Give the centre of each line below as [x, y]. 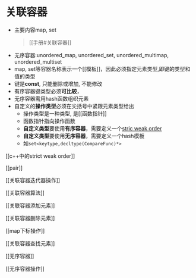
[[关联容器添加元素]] [30, 205]
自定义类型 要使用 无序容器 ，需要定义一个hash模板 [84, 136]
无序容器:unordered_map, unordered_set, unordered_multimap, [91, 55]
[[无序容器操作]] [25, 268]
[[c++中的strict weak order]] [40, 156]
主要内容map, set [35, 30]
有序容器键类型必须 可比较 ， [48, 91]
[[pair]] [14, 168]
